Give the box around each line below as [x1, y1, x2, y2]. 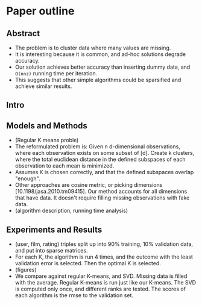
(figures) [14, 266, 37, 274]
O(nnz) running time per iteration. [14, 70, 98, 77]
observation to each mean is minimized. [14, 162, 115, 169]
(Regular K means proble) [14, 137, 79, 144]
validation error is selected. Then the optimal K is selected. [14, 260, 161, 267]
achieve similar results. [14, 83, 72, 90]
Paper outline [6, 4, 75, 18]
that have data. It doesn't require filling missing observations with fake [14, 194, 190, 201]
